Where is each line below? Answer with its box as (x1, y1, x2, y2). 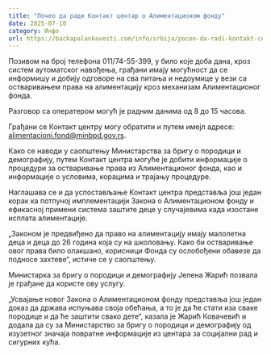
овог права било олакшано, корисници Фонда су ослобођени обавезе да (8, 246, 261, 256)
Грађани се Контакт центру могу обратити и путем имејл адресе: (8, 122, 235, 132)
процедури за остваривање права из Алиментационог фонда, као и (8, 163, 243, 173)
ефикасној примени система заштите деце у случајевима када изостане (8, 205, 259, 215)
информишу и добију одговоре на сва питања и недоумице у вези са (8, 73, 248, 83)
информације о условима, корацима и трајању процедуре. (8, 172, 211, 182)
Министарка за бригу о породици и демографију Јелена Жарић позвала (8, 270, 258, 280)
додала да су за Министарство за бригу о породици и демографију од (8, 320, 252, 330)
